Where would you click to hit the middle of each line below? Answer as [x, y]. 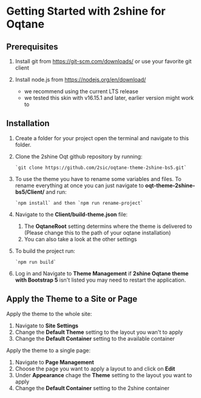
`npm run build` [36, 262]
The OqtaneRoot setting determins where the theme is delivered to [108, 226]
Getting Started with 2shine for [86, 11]
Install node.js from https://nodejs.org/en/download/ [80, 80]
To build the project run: [45, 251]
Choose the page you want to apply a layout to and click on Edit [95, 368]
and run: [56, 192]
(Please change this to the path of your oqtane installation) [97, 232]
